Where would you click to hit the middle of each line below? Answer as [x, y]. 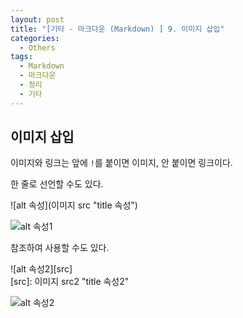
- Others [37, 47]
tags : [21, 57]
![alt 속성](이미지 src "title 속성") [74, 205]
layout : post [37, 19]
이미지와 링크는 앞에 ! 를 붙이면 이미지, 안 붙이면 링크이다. [121, 163]
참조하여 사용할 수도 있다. [60, 248]
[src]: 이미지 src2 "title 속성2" [70, 282]
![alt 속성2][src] [41, 269]
